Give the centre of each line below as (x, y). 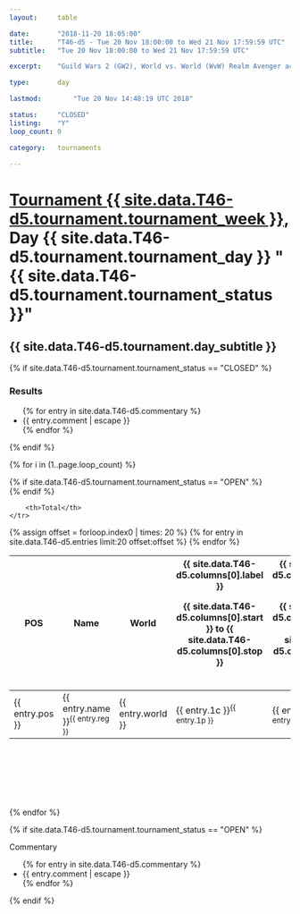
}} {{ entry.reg (86, 720)
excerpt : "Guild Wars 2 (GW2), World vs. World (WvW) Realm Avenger (145, 67)
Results (26, 392)
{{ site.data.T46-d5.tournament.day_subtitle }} (143, 347)
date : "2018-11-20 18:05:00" (75, 34)
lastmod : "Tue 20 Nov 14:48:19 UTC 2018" (101, 99)
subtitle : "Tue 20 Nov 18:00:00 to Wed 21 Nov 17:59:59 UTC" (129, 50)
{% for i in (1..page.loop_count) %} (73, 464)
